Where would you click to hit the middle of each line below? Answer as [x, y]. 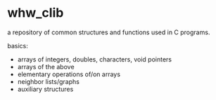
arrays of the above [46, 66]
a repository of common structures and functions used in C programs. [109, 32]
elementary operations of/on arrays [69, 74]
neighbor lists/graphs [48, 81]
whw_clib [36, 13]
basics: [18, 45]
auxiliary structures [45, 89]
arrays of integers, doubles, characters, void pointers [95, 59]
